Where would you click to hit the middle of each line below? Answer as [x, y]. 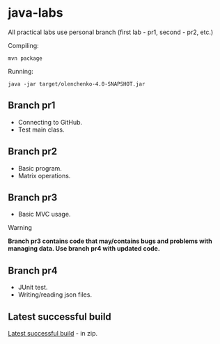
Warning [20, 228]
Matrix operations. [44, 175]
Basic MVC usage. [44, 214]
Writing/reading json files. [55, 295]
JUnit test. [33, 288]
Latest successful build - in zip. [53, 333]
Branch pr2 [33, 151]
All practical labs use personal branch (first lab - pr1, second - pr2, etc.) [111, 32]
